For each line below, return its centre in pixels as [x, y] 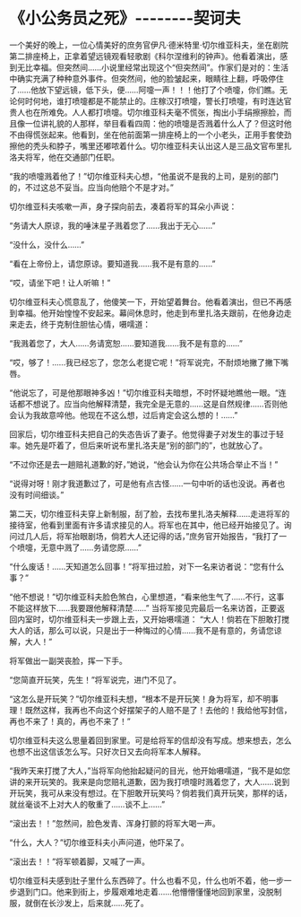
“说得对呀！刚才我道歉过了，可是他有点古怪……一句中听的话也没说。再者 [143, 483]
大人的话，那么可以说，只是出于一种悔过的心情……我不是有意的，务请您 [142, 630]
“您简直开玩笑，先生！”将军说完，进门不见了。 [95, 679]
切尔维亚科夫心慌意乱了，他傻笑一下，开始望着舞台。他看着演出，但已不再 [146, 301]
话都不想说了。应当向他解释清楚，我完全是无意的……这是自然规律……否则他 [149, 404]
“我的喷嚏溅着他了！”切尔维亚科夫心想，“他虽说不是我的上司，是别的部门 [144, 176]
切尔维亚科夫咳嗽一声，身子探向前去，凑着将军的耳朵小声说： [123, 206]
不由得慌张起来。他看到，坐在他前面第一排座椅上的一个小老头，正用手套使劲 [150, 135]
